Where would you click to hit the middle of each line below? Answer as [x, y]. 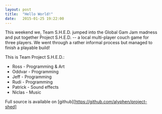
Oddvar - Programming [35, 72]
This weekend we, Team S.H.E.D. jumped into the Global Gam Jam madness [81, 33]
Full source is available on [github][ [40, 102]
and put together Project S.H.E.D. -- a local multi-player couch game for [77, 37]
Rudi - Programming [32, 82]
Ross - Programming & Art [38, 66]
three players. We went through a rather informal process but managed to [79, 43]
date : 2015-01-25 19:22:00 [35, 18]
